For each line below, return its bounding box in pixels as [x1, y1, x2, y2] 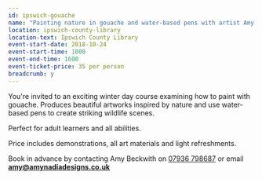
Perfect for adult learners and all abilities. [8, 123, 141, 133]
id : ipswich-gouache [8, 11, 76, 20]
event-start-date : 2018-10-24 [8, 41, 107, 49]
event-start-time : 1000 [8, 48, 86, 56]
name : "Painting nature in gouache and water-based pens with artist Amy [8, 19, 255, 27]
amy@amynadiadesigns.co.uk [8, 162, 111, 171]
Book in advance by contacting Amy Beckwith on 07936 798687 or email [8, 154, 244, 163]
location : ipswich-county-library [8, 26, 122, 34]
